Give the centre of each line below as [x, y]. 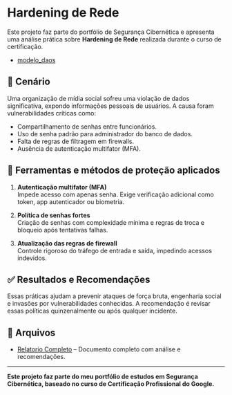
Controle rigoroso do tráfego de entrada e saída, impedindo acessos [115, 250]
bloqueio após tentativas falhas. [62, 230]
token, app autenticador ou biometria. [71, 201]
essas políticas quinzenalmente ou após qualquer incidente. [92, 311]
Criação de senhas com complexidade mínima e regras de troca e [111, 222]
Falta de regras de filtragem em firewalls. [76, 141]
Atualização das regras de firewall [67, 243]
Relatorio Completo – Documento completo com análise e [99, 349]
